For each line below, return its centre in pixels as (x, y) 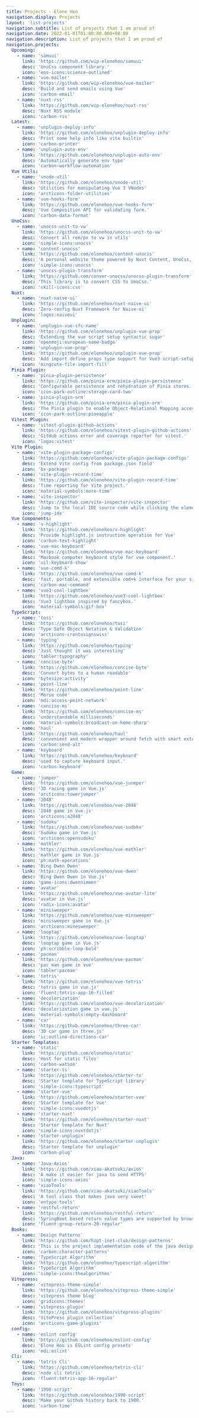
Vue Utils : (25, 172)
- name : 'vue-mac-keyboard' (51, 546)
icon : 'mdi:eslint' (46, 1351)
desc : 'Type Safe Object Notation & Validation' (83, 629)
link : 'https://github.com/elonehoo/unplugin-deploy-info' (96, 133)
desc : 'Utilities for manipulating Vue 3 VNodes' (84, 188)
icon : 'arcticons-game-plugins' (62, 1323)
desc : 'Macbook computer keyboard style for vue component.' (99, 557)
